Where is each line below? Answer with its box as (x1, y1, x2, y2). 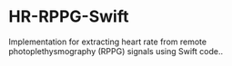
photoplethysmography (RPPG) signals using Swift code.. (8, 45, 224, 56)
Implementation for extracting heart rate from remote (8, 36, 207, 47)
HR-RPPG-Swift (8, 6, 129, 27)
